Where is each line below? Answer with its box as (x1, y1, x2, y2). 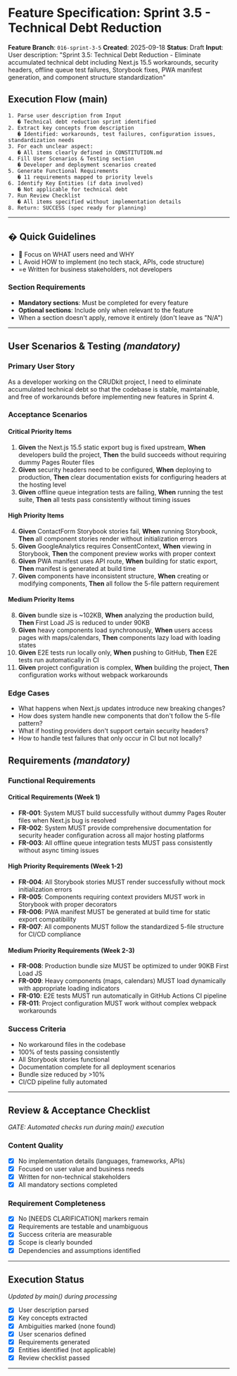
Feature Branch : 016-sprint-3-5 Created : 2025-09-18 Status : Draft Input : (8, 43, 224, 51)
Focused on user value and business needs (18, 1164, 145, 1173)
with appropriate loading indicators (18, 984, 120, 993)
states (18, 641, 37, 650)
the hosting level (18, 480, 67, 489)
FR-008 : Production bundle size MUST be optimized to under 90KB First (18, 962, 229, 970)
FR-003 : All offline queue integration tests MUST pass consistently (18, 838, 213, 847)
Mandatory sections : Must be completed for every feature (18, 298, 189, 307)
